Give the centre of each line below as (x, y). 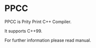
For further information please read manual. (48, 40)
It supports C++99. (23, 31)
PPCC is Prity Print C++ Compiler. (38, 22)
